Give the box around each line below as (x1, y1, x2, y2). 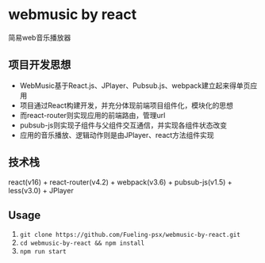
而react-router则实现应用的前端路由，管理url (19, 110, 166, 120)
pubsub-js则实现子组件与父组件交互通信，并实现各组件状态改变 (19, 120, 228, 130)
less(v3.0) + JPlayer (8, 185, 74, 195)
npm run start (19, 248, 67, 256)
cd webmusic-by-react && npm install (19, 239, 145, 247)
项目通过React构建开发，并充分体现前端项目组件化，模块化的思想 (19, 101, 234, 110)
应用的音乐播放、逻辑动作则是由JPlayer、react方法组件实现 (19, 130, 214, 139)
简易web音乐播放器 (8, 32, 71, 42)
